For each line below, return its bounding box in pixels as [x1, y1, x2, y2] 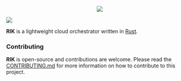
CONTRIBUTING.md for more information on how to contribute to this [6, 62, 176, 69]
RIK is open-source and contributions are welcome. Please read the [6, 56, 172, 63]
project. [6, 69, 26, 76]
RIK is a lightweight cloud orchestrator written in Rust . [6, 28, 138, 35]
